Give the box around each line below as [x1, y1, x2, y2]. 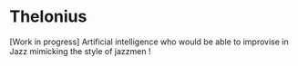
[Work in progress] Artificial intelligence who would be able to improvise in [9, 36, 289, 47]
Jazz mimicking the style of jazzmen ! [9, 45, 151, 56]
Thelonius [9, 6, 87, 27]
